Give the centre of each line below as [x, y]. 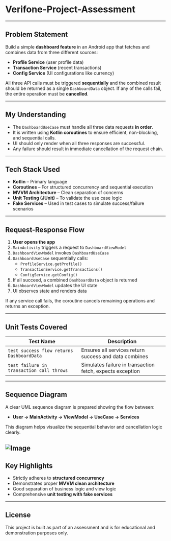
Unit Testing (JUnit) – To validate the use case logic [67, 198]
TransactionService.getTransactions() [61, 270]
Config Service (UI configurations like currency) [63, 73]
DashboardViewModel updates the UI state [55, 286]
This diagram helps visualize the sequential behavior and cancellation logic [84, 427]
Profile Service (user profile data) [48, 62]
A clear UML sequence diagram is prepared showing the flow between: [80, 407]
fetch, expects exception [110, 371]
